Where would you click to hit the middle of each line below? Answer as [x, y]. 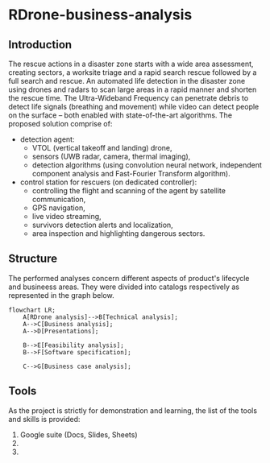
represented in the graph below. [61, 295]
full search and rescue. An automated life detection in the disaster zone [127, 81]
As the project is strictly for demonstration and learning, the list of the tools [133, 410]
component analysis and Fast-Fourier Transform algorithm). [131, 174]
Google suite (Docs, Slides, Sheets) [79, 434]
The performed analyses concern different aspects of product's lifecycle [129, 278]
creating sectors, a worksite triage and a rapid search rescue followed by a [133, 72]
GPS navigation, [59, 208]
